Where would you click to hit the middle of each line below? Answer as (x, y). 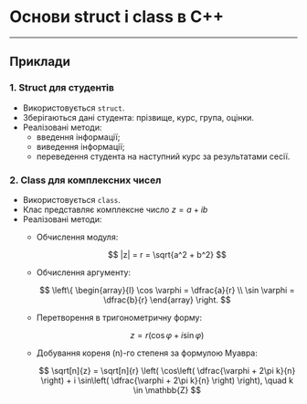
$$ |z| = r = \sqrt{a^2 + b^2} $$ (167, 254)
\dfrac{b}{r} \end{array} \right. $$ (167, 300)
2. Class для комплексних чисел (85, 180)
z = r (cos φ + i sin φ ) (167, 335)
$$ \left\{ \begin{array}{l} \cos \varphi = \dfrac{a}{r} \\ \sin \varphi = (167, 290)
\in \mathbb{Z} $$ (167, 389)
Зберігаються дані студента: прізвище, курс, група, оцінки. (138, 117)
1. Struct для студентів (62, 88)
